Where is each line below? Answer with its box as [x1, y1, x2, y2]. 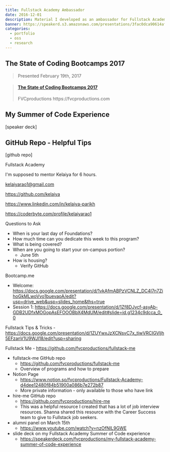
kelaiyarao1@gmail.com [5, 181, 55, 188]
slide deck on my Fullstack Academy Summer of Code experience [12, 431, 150, 437]
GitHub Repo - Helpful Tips [5, 138, 92, 147]
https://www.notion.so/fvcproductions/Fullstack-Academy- [20, 376, 143, 383]
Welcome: [12, 283, 34, 289]
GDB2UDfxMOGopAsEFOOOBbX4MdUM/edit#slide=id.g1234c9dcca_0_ [12, 309, 163, 316]
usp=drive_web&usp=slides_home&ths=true [12, 299, 105, 305]
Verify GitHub [20, 263, 49, 269]
